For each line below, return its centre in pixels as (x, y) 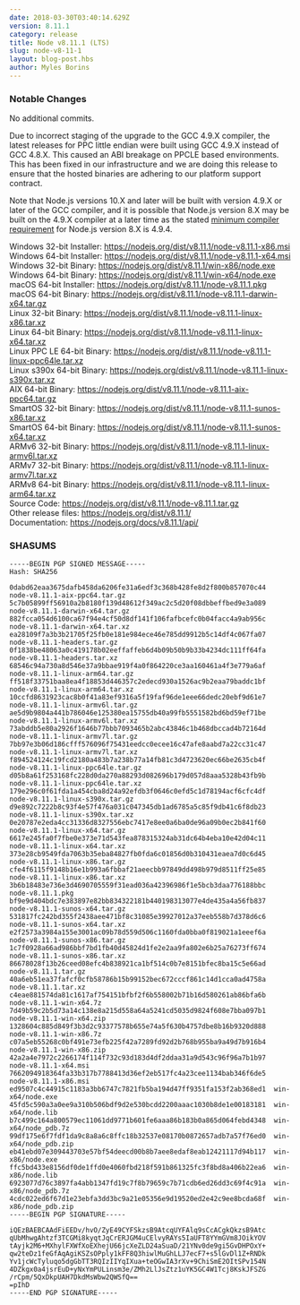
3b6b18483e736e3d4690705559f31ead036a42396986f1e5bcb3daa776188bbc (138, 886)
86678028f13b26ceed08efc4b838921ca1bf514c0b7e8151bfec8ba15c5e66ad (138, 964)
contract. (26, 184)
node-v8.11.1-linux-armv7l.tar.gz (74, 737)
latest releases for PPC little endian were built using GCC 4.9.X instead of (144, 145)
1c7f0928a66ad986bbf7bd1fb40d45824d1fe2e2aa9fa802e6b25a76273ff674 (138, 949)
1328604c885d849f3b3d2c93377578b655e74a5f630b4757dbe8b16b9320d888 (138, 1026)
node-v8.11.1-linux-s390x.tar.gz (72, 799)
